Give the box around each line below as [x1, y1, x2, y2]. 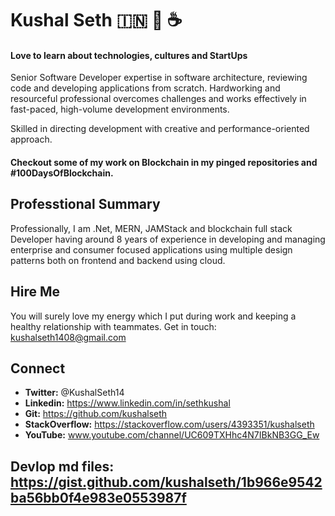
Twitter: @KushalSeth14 [24, 387, 125, 399]
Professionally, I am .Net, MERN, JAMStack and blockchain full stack [10, 222, 293, 234]
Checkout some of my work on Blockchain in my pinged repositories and [10, 156, 318, 168]
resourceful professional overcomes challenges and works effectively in [10, 93, 307, 105]
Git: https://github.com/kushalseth [24, 408, 168, 420]
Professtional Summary [10, 196, 161, 213]
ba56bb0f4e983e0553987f [10, 489, 187, 506]
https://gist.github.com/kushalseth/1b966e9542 [10, 473, 323, 491]
